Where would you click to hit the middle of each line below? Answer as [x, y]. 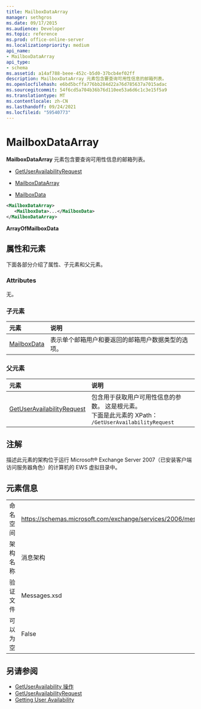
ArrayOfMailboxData [33, 228]
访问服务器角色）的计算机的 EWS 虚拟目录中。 [63, 467]
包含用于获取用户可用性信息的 [133, 397]
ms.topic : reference [32, 34]
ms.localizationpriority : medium [48, 46]
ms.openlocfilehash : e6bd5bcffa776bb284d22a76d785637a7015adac [87, 85]
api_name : [19, 51]
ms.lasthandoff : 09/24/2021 [41, 107]
